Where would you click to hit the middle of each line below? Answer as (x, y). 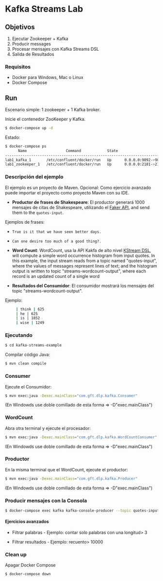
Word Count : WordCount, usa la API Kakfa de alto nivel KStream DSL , (81, 250)
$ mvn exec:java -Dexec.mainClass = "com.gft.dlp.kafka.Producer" (71, 479)
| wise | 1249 (30, 323)
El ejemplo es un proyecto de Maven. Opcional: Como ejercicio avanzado (78, 187)
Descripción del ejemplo (34, 177)
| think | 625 (30, 309)
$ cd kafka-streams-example (33, 345)
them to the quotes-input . (38, 213)
